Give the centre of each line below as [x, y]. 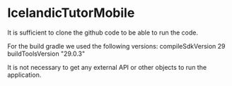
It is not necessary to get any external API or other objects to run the [107, 67]
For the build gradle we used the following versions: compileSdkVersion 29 [116, 46]
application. [24, 75]
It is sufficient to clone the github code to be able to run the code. [103, 32]
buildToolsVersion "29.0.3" [46, 54]
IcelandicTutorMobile [71, 13]
